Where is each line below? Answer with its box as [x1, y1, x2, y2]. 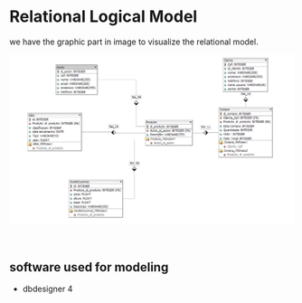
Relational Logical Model [9, 6, 198, 27]
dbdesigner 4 [22, 283, 73, 295]
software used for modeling [9, 260, 169, 275]
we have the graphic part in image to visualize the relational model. [9, 36, 260, 47]
